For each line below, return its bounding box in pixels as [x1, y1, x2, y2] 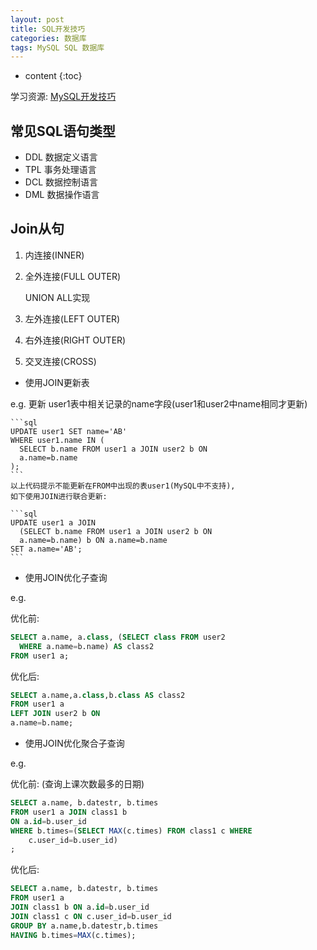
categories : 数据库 [10, 33, 87, 43]
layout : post [10, 14, 65, 25]
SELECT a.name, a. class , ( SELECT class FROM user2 [10, 632, 226, 642]
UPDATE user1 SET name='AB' [10, 426, 128, 436]
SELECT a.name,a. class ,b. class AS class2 [10, 690, 186, 700]
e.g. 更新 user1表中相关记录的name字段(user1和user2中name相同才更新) [10, 397, 308, 410]
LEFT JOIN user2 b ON [10, 709, 101, 719]
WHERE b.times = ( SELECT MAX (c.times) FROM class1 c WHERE [10, 826, 253, 836]
